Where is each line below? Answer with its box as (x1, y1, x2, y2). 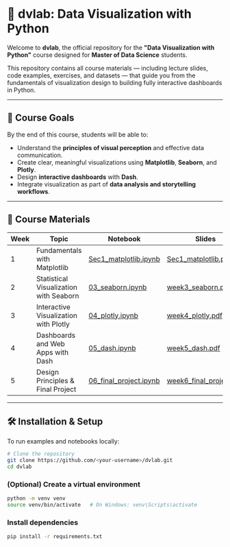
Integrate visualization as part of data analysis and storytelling (16, 180, 196, 188)
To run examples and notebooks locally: (7, 437, 120, 446)
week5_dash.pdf (166, 343, 220, 352)
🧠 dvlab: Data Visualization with (7, 6, 192, 22)
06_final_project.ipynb (88, 376, 160, 385)
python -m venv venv (7, 495, 66, 502)
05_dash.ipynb (88, 343, 136, 352)
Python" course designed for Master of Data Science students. (7, 51, 188, 59)
